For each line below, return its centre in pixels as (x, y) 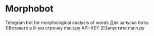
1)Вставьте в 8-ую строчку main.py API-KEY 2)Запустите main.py (75, 27)
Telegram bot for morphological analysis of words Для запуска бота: (77, 22)
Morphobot (30, 9)
